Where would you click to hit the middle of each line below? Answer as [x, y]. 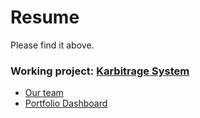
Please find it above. [52, 45]
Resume [45, 17]
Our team [44, 93]
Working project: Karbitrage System [100, 71]
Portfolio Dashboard [66, 103]
